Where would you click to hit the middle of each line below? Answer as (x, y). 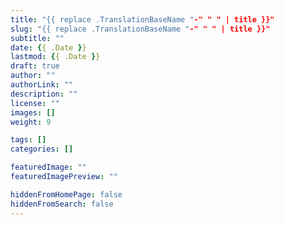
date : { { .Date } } (48, 47)
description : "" (44, 94)
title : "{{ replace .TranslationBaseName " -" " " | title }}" (142, 19)
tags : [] (28, 140)
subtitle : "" (37, 38)
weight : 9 (31, 122)
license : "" (35, 103)
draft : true (35, 66)
